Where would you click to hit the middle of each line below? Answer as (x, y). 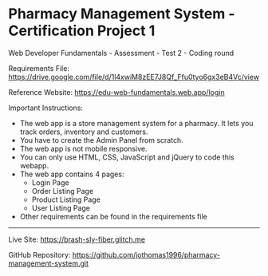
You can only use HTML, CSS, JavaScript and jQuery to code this (127, 157)
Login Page (50, 182)
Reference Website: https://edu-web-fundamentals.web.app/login (116, 92)
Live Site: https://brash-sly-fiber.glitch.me (77, 239)
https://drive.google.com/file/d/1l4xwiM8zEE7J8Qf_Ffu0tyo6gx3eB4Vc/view (134, 77)
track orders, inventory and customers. (84, 132)
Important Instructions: (46, 108)
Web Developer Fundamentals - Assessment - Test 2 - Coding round (121, 53)
